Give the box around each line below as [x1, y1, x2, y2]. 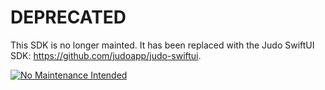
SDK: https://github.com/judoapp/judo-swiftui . [10, 49, 202, 61]
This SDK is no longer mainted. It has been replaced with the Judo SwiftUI [10, 39, 315, 51]
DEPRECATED [10, 6, 127, 29]
